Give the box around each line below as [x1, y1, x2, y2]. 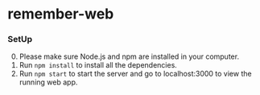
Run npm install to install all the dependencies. [19, 60, 178, 70]
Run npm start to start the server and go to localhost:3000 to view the [19, 69, 252, 79]
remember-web [7, 5, 114, 23]
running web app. [19, 77, 78, 87]
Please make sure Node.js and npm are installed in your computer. [19, 52, 239, 61]
